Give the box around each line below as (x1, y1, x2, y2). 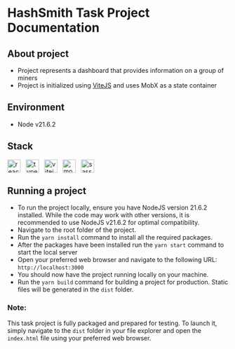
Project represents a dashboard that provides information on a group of (17, 67, 224, 74)
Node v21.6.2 (17, 120, 56, 128)
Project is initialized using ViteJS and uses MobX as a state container (17, 81, 217, 89)
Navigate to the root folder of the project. (17, 226, 137, 234)
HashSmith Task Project (7, 5, 150, 21)
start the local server (17, 248, 78, 256)
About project (7, 48, 69, 60)
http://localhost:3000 (17, 264, 84, 271)
